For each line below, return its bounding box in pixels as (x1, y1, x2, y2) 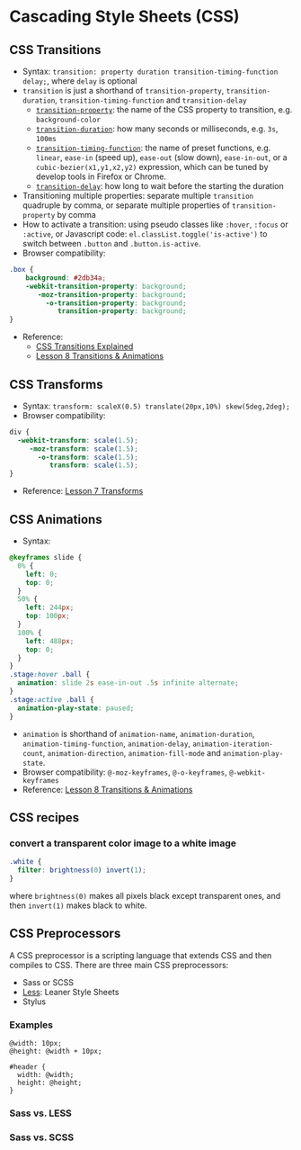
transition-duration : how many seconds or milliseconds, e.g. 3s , (35, 123, 279, 134)
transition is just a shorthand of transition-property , (22, 85, 225, 95)
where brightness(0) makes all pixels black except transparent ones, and (9, 890, 281, 901)
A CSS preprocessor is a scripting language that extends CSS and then (9, 949, 272, 960)
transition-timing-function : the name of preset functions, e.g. (35, 142, 271, 153)
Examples (9, 1019, 54, 1031)
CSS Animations (9, 511, 102, 527)
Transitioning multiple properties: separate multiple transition (22, 191, 254, 201)
